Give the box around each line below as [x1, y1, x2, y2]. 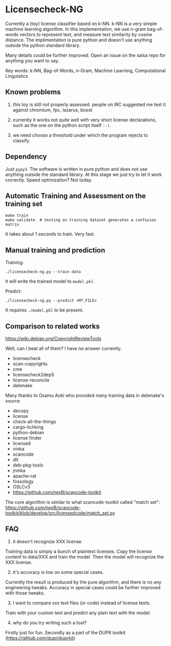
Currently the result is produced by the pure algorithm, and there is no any [5, 579, 162, 585]
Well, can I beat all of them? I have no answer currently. [5, 345, 122, 351]
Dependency [5, 152, 47, 161]
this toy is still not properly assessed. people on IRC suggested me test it [12, 101, 166, 107]
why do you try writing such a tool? [12, 619, 87, 626]
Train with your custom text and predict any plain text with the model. [5, 610, 151, 616]
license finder [12, 435, 42, 441]
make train [5, 213, 29, 218]
